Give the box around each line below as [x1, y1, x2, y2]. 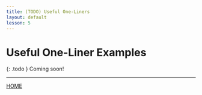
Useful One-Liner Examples [6, 45, 147, 59]
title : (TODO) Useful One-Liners [6, 8, 90, 15]
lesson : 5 [6, 20, 31, 26]
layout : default [6, 14, 47, 20]
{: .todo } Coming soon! [6, 65, 64, 72]
